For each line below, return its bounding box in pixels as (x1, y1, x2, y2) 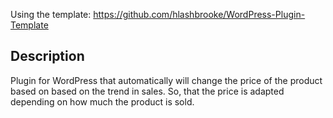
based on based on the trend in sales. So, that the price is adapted (10, 85, 285, 97)
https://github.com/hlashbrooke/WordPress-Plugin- (93, 9, 306, 20)
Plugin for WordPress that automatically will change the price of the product (10, 74, 323, 86)
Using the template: (10, 9, 92, 20)
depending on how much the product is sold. (10, 95, 195, 108)
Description (10, 48, 85, 65)
